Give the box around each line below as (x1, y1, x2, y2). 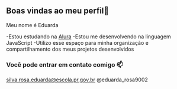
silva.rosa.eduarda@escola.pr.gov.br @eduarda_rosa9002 (6, 76, 148, 83)
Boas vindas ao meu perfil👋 (6, 6, 110, 16)
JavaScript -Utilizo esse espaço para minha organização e (6, 39, 149, 46)
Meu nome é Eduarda (6, 21, 59, 28)
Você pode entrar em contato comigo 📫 (6, 60, 123, 68)
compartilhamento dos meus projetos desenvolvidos (6, 45, 134, 52)
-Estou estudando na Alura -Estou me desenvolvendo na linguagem (6, 33, 172, 40)
